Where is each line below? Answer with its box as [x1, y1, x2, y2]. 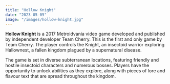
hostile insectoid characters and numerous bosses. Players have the [5, 62, 150, 69]
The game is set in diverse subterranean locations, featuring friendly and [5, 57, 159, 63]
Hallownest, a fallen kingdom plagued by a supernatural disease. [5, 47, 142, 53]
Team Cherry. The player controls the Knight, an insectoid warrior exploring [5, 42, 165, 48]
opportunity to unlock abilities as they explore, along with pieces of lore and [5, 68, 165, 74]
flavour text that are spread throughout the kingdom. [5, 73, 116, 79]
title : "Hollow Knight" [5, 7, 56, 13]
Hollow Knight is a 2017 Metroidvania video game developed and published [5, 31, 165, 37]
